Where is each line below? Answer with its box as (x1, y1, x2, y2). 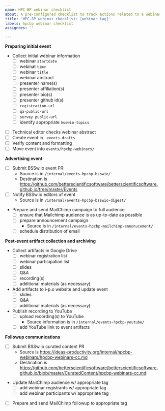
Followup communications (5, 334, 60, 340)
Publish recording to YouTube (12, 308, 72, 314)
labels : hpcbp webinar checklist (5, 21, 74, 26)
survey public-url (19, 114, 57, 120)
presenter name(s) (19, 80, 57, 86)
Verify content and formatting (12, 140, 72, 146)
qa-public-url (19, 109, 49, 114)
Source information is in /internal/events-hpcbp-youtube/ (27, 319, 145, 325)
